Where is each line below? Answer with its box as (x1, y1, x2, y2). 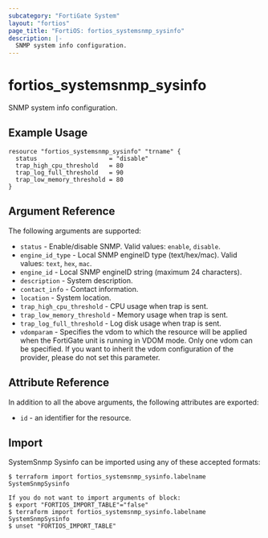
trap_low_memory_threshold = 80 (15, 175, 124, 183)
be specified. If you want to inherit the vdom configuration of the (19, 343, 234, 354)
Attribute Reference (8, 376, 110, 390)
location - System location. (19, 293, 112, 302)
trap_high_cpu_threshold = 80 (15, 162, 124, 170)
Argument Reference (8, 204, 116, 218)
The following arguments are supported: (8, 226, 142, 236)
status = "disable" (15, 154, 149, 162)
